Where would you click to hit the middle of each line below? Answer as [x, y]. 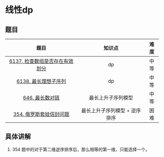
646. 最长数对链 [41, 98]
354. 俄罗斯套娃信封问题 [41, 114]
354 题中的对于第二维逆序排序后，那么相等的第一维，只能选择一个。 [81, 149]
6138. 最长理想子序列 [41, 81]
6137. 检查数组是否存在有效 [41, 61]
